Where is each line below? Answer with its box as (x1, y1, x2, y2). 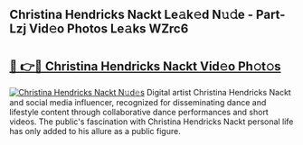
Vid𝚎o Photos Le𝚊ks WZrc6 (28, 22, 189, 37)
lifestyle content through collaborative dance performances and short (9, 107, 269, 117)
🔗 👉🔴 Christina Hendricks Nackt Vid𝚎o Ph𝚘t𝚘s (9, 59, 281, 74)
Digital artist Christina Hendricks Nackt (146, 87, 291, 97)
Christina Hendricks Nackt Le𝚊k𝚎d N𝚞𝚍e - (9, 7, 254, 23)
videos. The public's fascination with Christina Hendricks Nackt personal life (9, 116, 294, 127)
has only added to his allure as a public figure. (9, 126, 181, 136)
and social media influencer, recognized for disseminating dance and (9, 97, 267, 107)
